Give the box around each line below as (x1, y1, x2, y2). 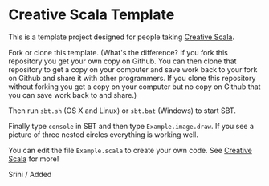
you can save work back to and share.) (8, 90, 137, 99)
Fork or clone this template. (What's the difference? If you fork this (8, 47, 229, 57)
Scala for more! (8, 154, 59, 164)
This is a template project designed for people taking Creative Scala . (8, 32, 235, 42)
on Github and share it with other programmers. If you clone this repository (8, 73, 256, 83)
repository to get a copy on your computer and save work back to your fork (8, 64, 258, 74)
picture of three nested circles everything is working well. (8, 130, 198, 139)
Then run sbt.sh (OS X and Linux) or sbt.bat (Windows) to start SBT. (8, 106, 237, 115)
